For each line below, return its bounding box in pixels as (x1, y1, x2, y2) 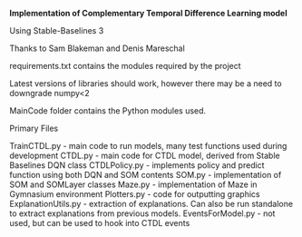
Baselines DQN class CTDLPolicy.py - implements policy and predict (9, 160, 265, 171)
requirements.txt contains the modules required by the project (9, 61, 242, 71)
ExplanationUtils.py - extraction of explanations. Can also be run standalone (9, 199, 293, 209)
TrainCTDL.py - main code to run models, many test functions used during (9, 141, 287, 151)
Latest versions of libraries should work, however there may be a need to (9, 78, 283, 89)
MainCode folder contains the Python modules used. (9, 105, 207, 116)
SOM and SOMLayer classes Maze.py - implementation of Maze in (9, 179, 258, 190)
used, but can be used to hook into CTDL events (9, 218, 190, 228)
